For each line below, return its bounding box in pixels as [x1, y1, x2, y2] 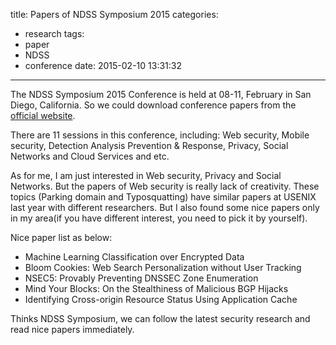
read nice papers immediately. [10, 324, 135, 335]
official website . [10, 110, 76, 121]
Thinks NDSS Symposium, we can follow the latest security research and [10, 313, 311, 324]
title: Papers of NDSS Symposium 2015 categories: [10, 9, 219, 20]
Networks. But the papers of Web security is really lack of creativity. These [10, 180, 320, 192]
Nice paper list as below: [10, 232, 113, 243]
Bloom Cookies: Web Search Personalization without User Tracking [24, 262, 302, 273]
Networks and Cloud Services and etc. [10, 150, 170, 162]
